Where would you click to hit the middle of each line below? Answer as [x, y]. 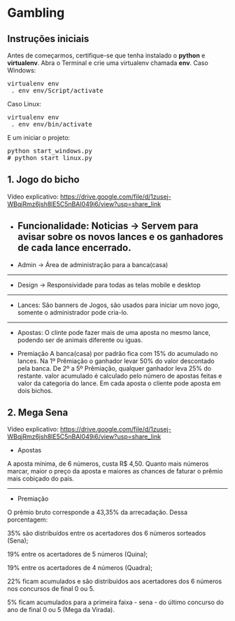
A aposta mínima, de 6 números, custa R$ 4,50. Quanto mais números [108, 464]
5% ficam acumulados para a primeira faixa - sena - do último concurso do [115, 602]
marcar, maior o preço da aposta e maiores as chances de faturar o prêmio [115, 471]
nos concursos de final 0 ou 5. [51, 589]
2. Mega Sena [38, 413]
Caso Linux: [24, 104]
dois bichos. [35, 390]
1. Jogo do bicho [43, 180]
